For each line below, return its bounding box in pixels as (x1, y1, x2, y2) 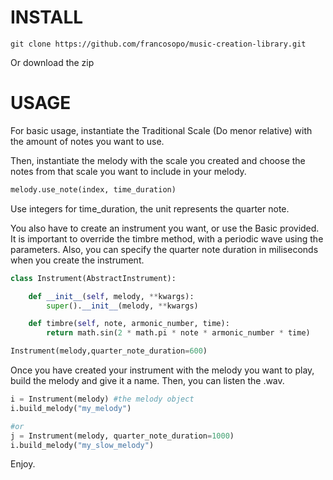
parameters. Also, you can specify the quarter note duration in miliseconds (10, 243, 319, 255)
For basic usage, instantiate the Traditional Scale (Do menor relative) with (10, 124, 313, 136)
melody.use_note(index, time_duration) (10, 184, 177, 195)
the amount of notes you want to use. (10, 135, 165, 147)
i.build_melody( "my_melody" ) (10, 403, 132, 413)
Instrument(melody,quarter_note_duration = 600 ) (10, 346, 208, 356)
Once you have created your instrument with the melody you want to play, (10, 364, 315, 376)
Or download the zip (10, 56, 95, 68)
